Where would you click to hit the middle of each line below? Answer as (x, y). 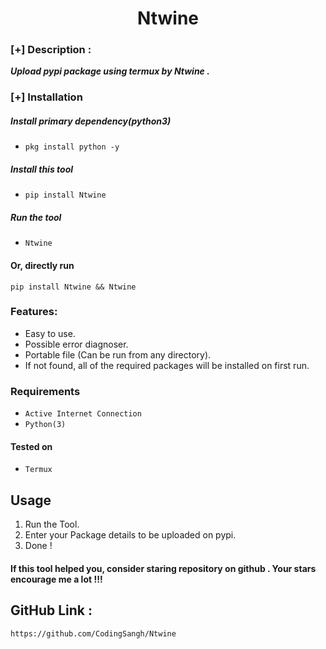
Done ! (38, 546)
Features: (34, 312)
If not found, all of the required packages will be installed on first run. (167, 365)
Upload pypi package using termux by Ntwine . (110, 71)
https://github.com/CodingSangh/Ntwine (93, 633)
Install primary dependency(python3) (91, 121)
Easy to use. (50, 333)
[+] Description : (51, 50)
